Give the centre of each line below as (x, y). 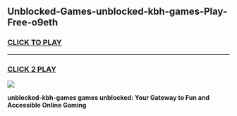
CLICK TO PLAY (35, 43)
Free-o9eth (33, 23)
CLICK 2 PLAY (32, 69)
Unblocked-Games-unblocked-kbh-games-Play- (117, 12)
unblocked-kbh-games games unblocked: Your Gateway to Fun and (109, 97)
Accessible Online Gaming (47, 105)
